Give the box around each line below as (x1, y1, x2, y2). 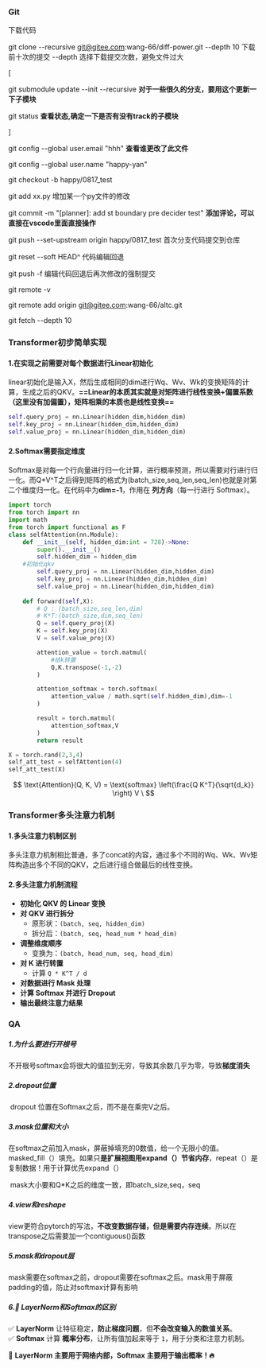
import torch (8, 501, 52, 509)
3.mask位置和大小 (8, 1121, 69, 1131)
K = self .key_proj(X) (37, 627, 109, 635)
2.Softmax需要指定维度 (8, 446, 86, 456)
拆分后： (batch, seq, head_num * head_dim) (31, 929, 177, 939)
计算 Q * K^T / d (31, 969, 87, 978)
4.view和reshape (8, 1199, 66, 1209)
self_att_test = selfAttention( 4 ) (8, 758, 123, 766)
